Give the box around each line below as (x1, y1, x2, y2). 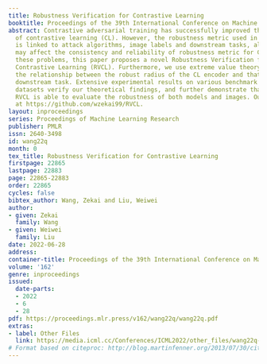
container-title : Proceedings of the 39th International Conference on (8, 255, 250, 263)
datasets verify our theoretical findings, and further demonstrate (15, 85, 247, 94)
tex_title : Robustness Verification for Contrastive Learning (8, 152, 219, 160)
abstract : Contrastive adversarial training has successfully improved (8, 26, 250, 34)
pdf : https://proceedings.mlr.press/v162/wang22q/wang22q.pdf (8, 315, 219, 323)
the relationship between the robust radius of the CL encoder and (15, 71, 244, 79)
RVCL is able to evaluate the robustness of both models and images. (15, 93, 250, 101)
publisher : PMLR (8, 122, 62, 130)
